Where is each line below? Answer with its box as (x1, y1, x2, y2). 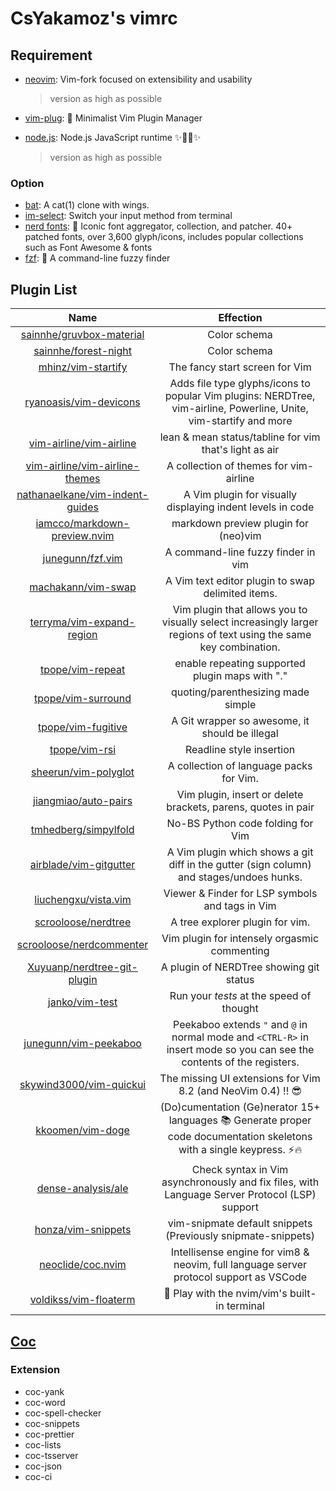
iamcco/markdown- (35, 517, 130, 531)
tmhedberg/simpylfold (30, 823, 135, 837)
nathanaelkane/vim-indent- (16, 488, 149, 502)
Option (10, 176, 45, 190)
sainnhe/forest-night (33, 344, 132, 358)
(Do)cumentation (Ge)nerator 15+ (159, 1100, 321, 1114)
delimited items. (203, 587, 278, 601)
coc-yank (24, 1385, 65, 1397)
